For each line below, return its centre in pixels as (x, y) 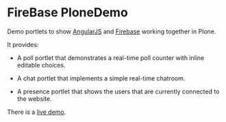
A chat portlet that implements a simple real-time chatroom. (101, 78)
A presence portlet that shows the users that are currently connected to (118, 91)
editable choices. (41, 65)
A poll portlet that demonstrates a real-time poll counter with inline (111, 58)
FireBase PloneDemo (67, 13)
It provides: (23, 44)
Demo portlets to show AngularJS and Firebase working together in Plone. (112, 31)
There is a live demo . (37, 112)
